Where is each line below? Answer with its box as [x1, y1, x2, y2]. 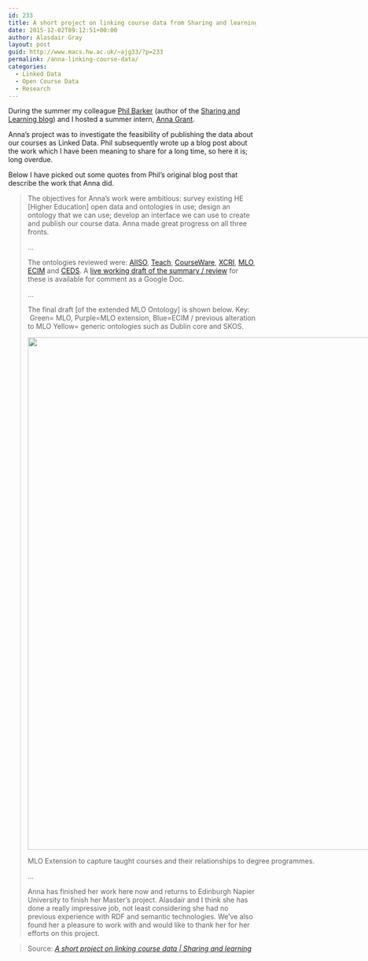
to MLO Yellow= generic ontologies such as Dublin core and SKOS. [27, 322, 245, 331]
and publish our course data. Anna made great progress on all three [27, 219, 248, 228]
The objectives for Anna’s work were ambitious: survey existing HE [27, 194, 244, 203]
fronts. [27, 227, 50, 237]
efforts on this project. [27, 929, 100, 938]
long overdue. [8, 155, 53, 164]
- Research [15, 84, 51, 93]
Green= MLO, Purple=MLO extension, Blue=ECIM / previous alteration [29, 313, 256, 323]
